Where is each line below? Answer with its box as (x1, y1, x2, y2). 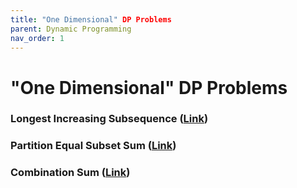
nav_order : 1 (10, 33, 65, 43)
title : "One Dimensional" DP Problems (10, 14, 172, 25)
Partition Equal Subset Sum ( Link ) (10, 139, 177, 153)
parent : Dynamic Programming (10, 24, 132, 34)
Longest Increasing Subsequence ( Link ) (10, 112, 209, 126)
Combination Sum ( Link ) (10, 166, 131, 180)
